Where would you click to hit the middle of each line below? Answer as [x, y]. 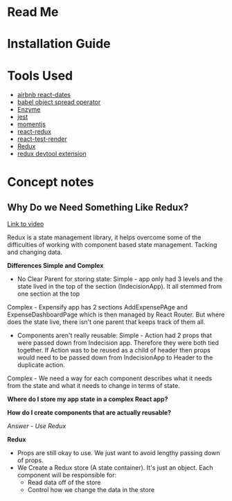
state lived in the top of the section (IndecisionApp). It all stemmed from [119, 287]
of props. [30, 460]
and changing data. [35, 252]
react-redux [34, 132]
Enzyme [29, 110]
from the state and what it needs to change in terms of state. [93, 386]
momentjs [32, 124]
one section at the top [48, 294]
